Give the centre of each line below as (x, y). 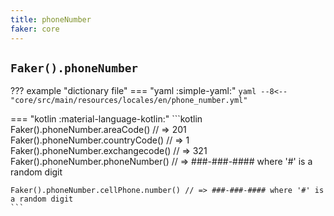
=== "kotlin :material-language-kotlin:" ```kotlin (106, 119)
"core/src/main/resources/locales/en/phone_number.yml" (129, 101)
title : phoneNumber (51, 19)
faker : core (35, 29)
